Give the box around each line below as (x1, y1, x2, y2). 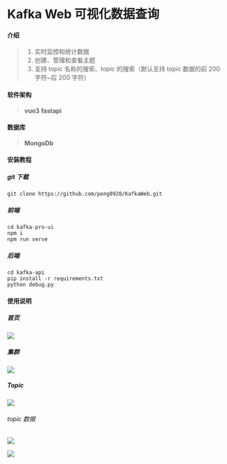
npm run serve (7, 236, 48, 243)
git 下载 (7, 172, 29, 180)
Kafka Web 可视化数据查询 (7, 6, 160, 22)
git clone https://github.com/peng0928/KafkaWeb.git (7, 191, 163, 198)
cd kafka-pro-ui (7, 224, 54, 231)
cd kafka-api (7, 269, 45, 277)
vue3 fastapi (24, 106, 62, 115)
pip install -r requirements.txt (7, 275, 104, 282)
